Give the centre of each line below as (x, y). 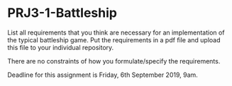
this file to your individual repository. (61, 47)
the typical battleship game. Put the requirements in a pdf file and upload (114, 39)
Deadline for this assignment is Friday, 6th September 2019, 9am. (103, 75)
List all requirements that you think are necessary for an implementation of (116, 32)
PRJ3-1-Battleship (62, 13)
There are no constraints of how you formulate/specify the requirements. (114, 61)
